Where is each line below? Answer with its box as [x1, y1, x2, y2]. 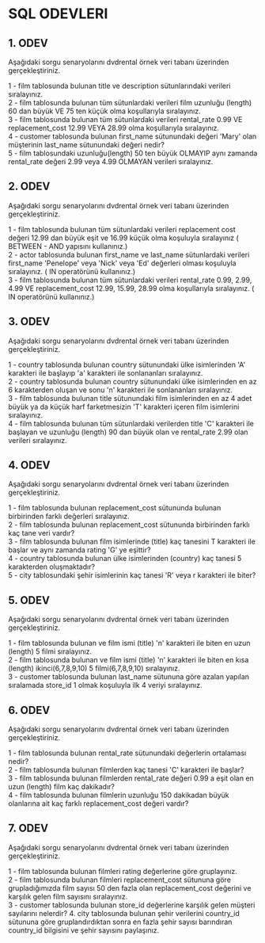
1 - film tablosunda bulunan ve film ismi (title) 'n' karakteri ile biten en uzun [8, 639, 251, 648]
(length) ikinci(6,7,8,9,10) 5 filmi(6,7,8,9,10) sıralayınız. [8, 663, 180, 674]
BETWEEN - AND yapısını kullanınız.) [8, 241, 128, 250]
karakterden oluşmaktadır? [8, 562, 96, 571]
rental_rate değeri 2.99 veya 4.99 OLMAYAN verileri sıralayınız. [8, 157, 214, 166]
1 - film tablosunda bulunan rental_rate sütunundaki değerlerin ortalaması [8, 748, 247, 758]
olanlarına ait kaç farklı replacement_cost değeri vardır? [8, 799, 189, 808]
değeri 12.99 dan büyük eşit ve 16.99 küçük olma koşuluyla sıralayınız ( [8, 233, 239, 242]
